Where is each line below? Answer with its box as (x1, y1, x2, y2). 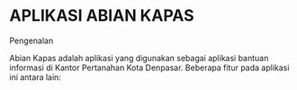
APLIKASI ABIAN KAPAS (9, 5, 195, 26)
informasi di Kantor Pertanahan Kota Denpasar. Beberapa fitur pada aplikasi (9, 62, 290, 73)
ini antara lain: (9, 71, 61, 82)
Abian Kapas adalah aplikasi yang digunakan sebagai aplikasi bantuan (9, 52, 269, 63)
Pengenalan (9, 35, 54, 46)
